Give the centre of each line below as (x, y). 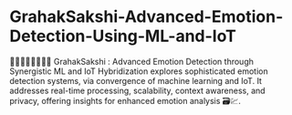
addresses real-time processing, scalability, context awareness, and (138, 90)
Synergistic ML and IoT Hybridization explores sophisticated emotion (139, 71)
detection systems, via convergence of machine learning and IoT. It (136, 80)
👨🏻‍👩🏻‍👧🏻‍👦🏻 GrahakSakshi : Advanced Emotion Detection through (131, 61)
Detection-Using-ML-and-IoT (123, 36)
